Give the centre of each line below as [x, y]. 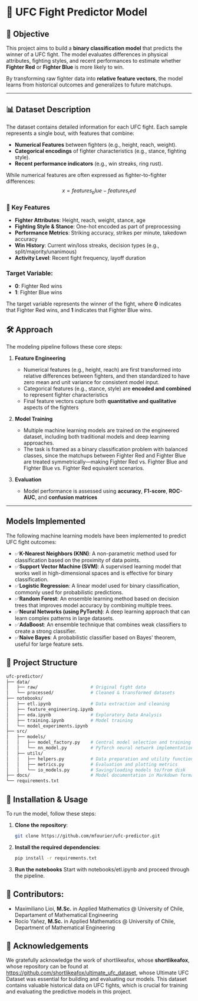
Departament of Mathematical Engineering [66, 915]
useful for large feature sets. [49, 644]
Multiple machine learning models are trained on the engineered [101, 430]
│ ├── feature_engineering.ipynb [50, 709]
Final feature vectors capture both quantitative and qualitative [100, 401]
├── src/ [17, 731]
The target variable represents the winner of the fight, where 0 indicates [94, 304]
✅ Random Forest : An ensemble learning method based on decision [97, 598]
